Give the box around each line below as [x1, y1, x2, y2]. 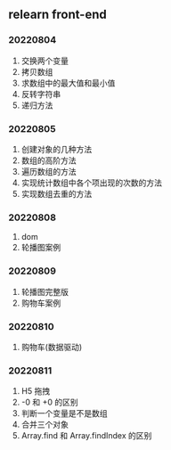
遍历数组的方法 [20, 166, 77, 176]
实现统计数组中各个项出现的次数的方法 [20, 177, 162, 188]
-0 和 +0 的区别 [20, 397, 78, 408]
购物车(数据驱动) [20, 341, 83, 352]
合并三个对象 [20, 419, 69, 430]
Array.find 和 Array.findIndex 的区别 [20, 430, 152, 441]
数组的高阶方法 [20, 155, 77, 166]
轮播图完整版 [20, 286, 69, 297]
